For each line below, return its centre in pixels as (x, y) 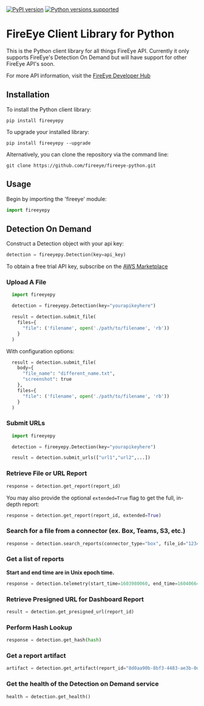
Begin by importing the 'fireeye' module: (57, 199)
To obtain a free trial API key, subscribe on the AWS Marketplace (87, 267)
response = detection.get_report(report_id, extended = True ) (84, 515)
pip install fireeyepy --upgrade (49, 143)
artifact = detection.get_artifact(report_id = (66, 668)
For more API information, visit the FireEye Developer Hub (78, 76)
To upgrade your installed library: (48, 132)
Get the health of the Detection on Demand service (83, 684)
